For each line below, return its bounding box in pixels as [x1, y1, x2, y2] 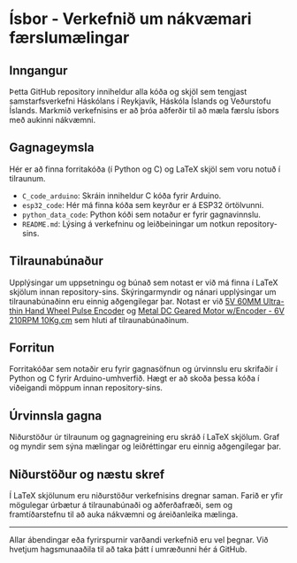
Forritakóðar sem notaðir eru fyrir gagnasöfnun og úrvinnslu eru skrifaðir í [9, 364, 278, 374]
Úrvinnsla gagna [9, 408, 103, 423]
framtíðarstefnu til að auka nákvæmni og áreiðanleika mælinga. [9, 509, 239, 520]
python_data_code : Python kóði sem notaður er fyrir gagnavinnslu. [21, 209, 261, 220]
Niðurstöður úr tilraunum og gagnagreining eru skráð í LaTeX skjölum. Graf [9, 432, 280, 443]
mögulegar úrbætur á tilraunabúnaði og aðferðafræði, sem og [9, 500, 232, 511]
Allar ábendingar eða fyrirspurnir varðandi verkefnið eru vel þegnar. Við [9, 535, 269, 545]
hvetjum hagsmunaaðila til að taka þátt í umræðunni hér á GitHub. [9, 544, 247, 555]
